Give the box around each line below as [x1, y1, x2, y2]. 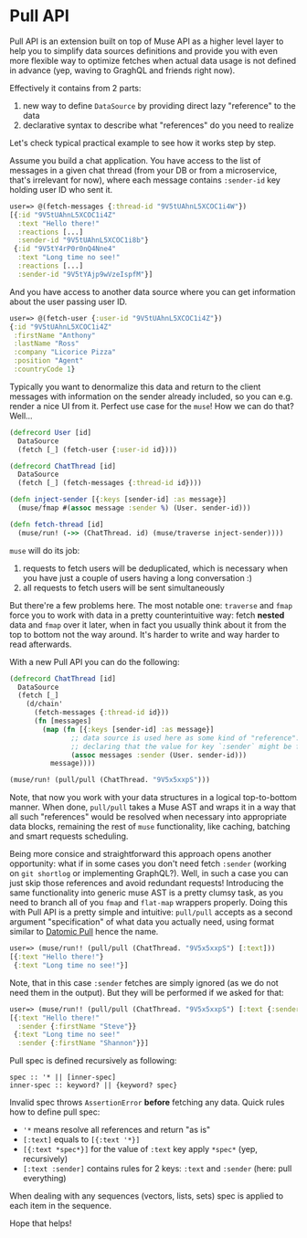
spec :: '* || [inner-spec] [9, 1073, 117, 1083]
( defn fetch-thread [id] [9, 520, 104, 529]
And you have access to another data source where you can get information [9, 286, 296, 297]
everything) [22, 1173, 67, 1184]
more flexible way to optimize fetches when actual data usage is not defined [9, 55, 297, 66]
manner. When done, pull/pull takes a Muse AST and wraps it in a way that [9, 801, 297, 813]
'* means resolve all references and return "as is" [22, 1125, 211, 1136]
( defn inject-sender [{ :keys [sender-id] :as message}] [9, 495, 227, 504]
